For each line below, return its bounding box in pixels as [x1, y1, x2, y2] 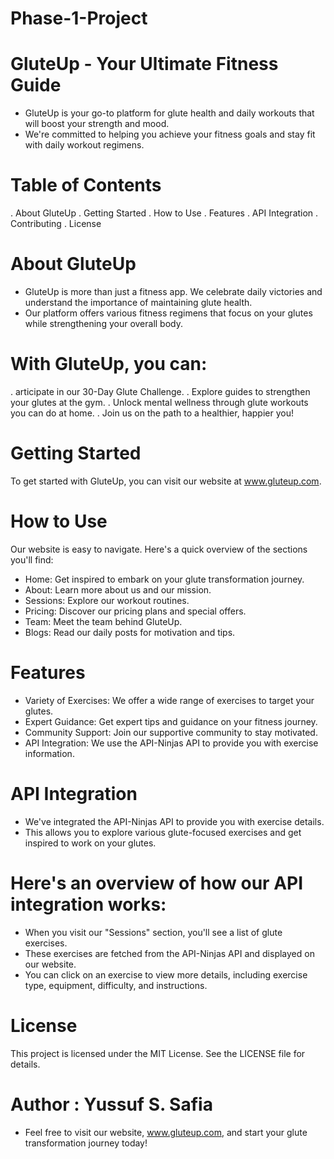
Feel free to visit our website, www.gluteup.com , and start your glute [24, 1126, 308, 1138]
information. [24, 747, 75, 759]
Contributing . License [10, 218, 102, 230]
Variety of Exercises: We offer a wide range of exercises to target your [24, 694, 315, 706]
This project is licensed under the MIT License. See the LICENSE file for [10, 1047, 306, 1059]
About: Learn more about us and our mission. [24, 583, 212, 596]
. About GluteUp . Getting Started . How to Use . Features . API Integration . [10, 207, 319, 219]
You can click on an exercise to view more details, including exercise [24, 968, 308, 981]
